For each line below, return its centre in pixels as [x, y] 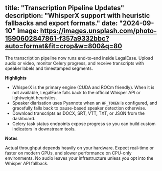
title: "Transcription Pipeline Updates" [65, 8]
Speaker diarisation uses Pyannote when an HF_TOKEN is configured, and [85, 103]
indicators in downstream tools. [44, 128]
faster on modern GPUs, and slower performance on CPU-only [69, 153]
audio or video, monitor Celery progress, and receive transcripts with [75, 63]
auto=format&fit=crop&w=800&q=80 [64, 46]
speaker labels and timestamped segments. [49, 68]
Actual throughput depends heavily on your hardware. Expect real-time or [80, 148]
